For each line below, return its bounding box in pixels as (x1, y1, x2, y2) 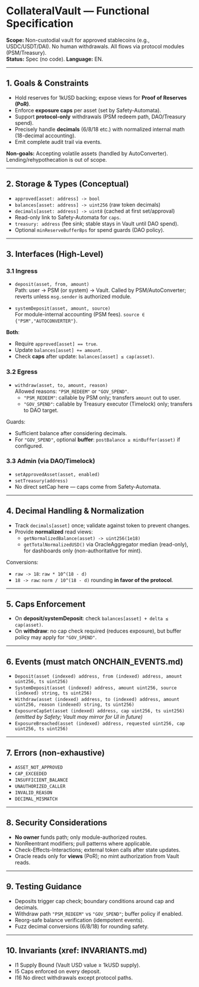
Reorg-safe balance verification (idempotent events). (14, 916, 144, 923)
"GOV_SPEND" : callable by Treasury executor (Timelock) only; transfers (23, 400, 192, 407)
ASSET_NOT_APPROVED (14, 765, 63, 771)
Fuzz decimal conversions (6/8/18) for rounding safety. (14, 923, 149, 930)
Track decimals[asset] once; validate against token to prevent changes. (14, 521, 191, 529)
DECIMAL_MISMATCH (14, 796, 58, 802)
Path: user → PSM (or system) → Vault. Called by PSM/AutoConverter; (14, 287, 187, 294)
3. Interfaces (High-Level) (6, 249, 104, 259)
